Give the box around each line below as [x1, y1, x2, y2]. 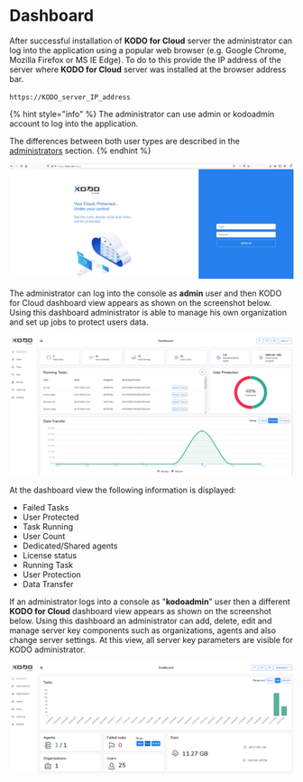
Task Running [22, 520, 74, 532]
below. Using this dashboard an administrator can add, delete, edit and [9, 615, 272, 626]
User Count [22, 530, 66, 541]
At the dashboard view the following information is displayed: [9, 484, 236, 495]
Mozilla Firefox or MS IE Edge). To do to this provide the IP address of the [9, 54, 282, 65]
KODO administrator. [9, 644, 86, 655]
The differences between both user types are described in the [9, 135, 241, 146]
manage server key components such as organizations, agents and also [9, 624, 277, 636]
